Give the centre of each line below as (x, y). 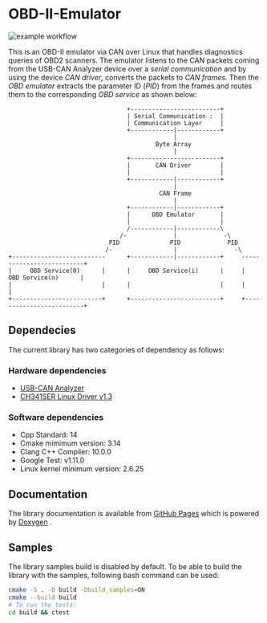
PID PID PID (174, 242)
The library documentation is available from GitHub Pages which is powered (134, 514)
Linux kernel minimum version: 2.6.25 (82, 469)
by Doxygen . (30, 522)
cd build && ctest (39, 612)
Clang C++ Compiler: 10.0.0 (66, 452)
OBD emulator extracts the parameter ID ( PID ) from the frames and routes (130, 86)
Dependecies (42, 330)
